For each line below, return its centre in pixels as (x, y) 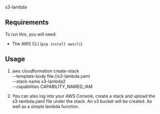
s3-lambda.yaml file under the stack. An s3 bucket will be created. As (82, 101)
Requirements (27, 22)
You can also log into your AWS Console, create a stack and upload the (83, 96)
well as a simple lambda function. (46, 106)
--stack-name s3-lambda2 (39, 81)
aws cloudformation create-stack (46, 71)
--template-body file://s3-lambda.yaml (51, 76)
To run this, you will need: (31, 34)
